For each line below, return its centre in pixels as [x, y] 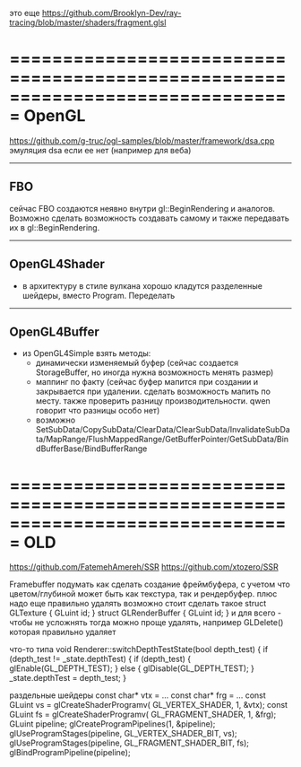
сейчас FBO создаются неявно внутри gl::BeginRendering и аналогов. [142, 208]
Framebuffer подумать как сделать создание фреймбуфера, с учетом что [150, 584]
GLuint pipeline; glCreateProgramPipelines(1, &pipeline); [112, 724]
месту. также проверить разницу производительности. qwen [153, 401]
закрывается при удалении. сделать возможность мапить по [153, 392]
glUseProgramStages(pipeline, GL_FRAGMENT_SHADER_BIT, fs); [129, 743]
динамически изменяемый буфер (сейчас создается [137, 363]
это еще [25, 13]
